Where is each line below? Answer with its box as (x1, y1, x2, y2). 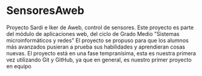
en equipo (6, 62, 32, 70)
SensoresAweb (6, 4, 85, 18)
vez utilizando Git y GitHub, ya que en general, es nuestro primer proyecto (6, 56, 192, 63)
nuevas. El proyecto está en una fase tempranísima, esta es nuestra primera (6, 49, 196, 57)
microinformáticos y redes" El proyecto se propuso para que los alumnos (6, 36, 189, 44)
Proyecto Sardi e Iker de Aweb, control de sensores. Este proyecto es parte (6, 24, 194, 31)
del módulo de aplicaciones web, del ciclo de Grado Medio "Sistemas (6, 30, 180, 37)
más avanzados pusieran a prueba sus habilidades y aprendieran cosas (6, 43, 186, 50)
